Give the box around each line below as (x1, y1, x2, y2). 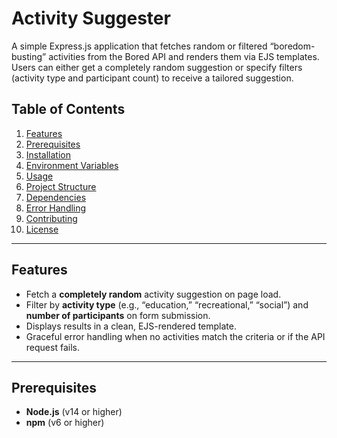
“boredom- (269, 40, 316, 52)
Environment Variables (25, 159, 119, 171)
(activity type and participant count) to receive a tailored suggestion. (11, 72, 294, 84)
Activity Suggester (11, 7, 171, 30)
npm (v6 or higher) (25, 417, 105, 429)
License (25, 223, 59, 235)
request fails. (25, 341, 80, 353)
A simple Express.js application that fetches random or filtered (11, 40, 268, 52)
